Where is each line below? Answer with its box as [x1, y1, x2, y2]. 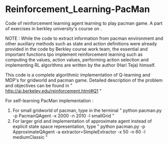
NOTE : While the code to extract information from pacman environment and [5, 35, 163, 41]
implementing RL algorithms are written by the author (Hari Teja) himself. [5, 62, 156, 68]
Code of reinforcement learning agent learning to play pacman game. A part [5, 20, 162, 26]
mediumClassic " [12, 134, 48, 140]
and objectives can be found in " [5, 82, 73, 89]
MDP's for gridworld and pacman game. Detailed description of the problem [5, 77, 163, 83]
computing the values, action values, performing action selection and [5, 56, 149, 62]
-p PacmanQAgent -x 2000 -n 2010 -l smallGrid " [12, 112, 115, 119]
